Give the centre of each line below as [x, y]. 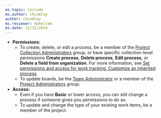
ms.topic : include [24, 10]
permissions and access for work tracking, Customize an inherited [87, 68]
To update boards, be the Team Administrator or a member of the [86, 79]
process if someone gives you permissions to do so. [73, 100]
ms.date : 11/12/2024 [27, 28]
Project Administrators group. [50, 84]
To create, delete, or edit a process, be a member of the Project [85, 47]
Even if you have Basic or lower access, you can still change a [83, 95]
